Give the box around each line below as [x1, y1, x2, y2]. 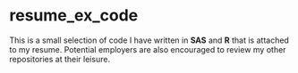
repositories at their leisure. [9, 53, 110, 64]
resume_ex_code [9, 5, 139, 26]
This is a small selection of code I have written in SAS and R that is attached [9, 35, 289, 45]
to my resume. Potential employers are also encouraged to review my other [9, 44, 286, 54]
